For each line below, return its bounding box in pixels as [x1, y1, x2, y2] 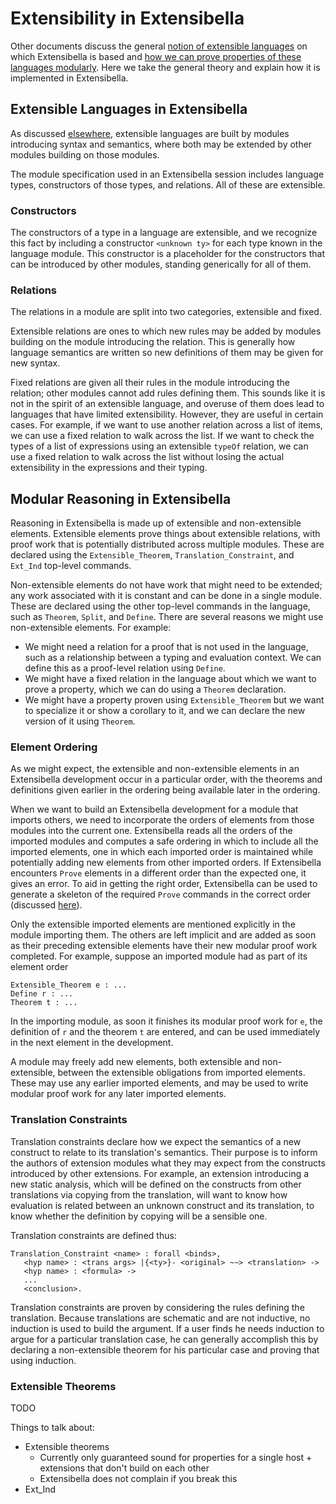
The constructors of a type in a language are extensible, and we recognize [10, 227, 318, 239]
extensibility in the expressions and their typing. [10, 462, 208, 474]
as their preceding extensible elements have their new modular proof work [10, 940, 318, 952]
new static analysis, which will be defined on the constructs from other [10, 1178, 302, 1190]
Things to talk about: [10, 1422, 95, 1434]
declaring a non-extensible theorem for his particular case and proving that [10, 1343, 320, 1356]
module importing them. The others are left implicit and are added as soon [10, 929, 317, 941]
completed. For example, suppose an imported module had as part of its [10, 950, 308, 962]
